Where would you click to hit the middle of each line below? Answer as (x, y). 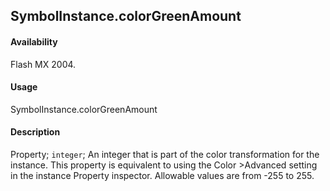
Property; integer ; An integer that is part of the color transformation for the (165, 154)
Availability (34, 41)
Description (35, 132)
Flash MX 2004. (43, 64)
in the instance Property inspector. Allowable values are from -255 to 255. (162, 175)
